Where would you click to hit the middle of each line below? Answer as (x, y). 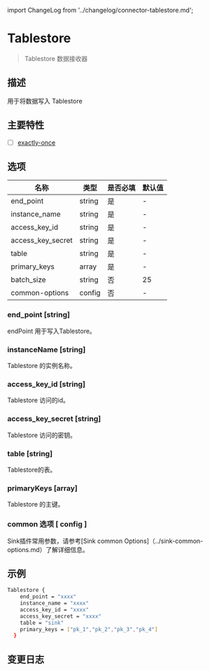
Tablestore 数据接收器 (56, 58)
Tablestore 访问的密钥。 (42, 435)
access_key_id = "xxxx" (55, 609)
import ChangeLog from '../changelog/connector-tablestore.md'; (100, 10)
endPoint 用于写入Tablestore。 (51, 331)
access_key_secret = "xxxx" (61, 616)
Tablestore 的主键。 (36, 504)
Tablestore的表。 (32, 469)
